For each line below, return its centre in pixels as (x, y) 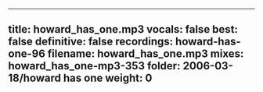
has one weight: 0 (108, 78)
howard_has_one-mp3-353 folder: (94, 66)
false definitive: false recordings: (91, 42)
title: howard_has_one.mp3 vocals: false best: (123, 29)
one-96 (27, 54)
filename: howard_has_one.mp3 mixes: (146, 54)
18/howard (34, 78)
